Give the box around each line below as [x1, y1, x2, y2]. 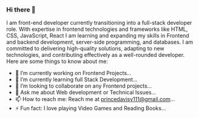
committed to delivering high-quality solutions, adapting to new [6, 45, 165, 52]
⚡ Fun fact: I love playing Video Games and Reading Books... [15, 105, 166, 112]
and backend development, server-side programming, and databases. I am [6, 39, 194, 46]
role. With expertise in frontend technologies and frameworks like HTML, [6, 25, 188, 33]
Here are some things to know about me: [6, 57, 108, 65]
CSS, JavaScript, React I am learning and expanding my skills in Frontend [6, 32, 189, 39]
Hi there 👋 [6, 5, 36, 14]
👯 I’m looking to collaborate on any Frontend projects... [15, 82, 152, 90]
